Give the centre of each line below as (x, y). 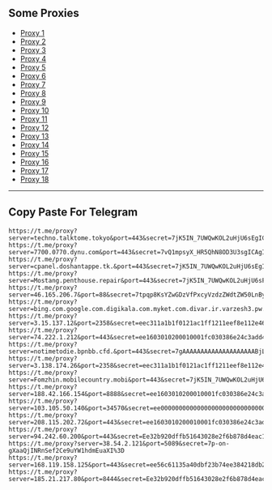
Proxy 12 (34, 127)
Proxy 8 (33, 93)
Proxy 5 (33, 67)
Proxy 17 (34, 170)
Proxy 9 (33, 101)
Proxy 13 (34, 136)
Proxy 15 (34, 153)
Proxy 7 (33, 84)
